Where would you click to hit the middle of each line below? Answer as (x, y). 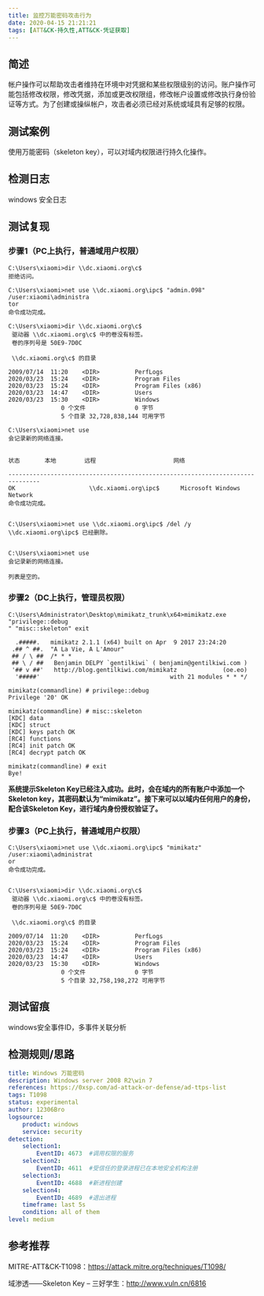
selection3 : (42, 1175)
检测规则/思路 (41, 1055)
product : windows (51, 1124)
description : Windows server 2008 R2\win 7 (81, 1080)
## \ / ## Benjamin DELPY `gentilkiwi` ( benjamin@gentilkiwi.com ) (129, 663)
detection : (26, 1139)
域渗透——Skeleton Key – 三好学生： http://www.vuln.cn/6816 (107, 1283)
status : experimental (44, 1103)
